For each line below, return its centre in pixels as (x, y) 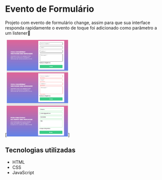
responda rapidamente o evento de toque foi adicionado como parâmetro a (81, 27)
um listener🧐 (18, 33)
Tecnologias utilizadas (40, 150)
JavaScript (23, 172)
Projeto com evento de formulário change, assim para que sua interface (78, 23)
